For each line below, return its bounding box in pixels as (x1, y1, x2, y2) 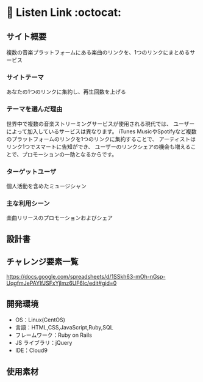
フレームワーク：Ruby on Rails (15, 331, 93, 339)
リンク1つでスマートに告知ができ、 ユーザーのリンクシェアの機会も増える (6, 143, 191, 150)
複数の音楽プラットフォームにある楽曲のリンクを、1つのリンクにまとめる (6, 49, 190, 56)
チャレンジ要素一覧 (6, 256, 79, 266)
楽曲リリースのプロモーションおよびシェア (6, 214, 113, 222)
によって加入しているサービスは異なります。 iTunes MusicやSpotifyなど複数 (6, 128, 197, 135)
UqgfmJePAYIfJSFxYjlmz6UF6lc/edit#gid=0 (6, 279, 117, 287)
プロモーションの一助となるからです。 (22, 150, 118, 158)
